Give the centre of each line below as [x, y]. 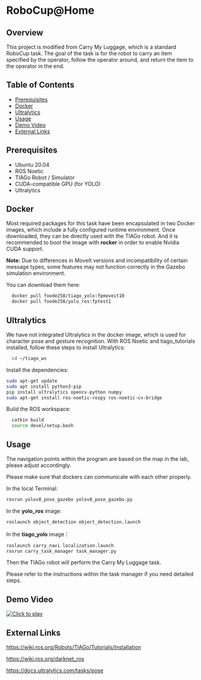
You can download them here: [43, 285]
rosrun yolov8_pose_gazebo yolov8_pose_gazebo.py [70, 499]
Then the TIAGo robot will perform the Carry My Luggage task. [84, 562]
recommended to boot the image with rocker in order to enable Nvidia [93, 242]
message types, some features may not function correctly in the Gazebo [96, 267]
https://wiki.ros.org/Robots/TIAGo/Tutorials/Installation [74, 647]
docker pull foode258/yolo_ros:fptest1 [61, 302]
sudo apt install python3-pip [44, 387]
